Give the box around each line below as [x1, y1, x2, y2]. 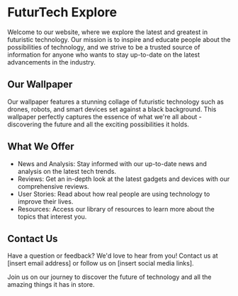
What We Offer [7, 141, 74, 153]
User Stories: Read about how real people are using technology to [17, 190, 210, 198]
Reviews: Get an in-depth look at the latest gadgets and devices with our [17, 175, 230, 183]
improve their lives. [17, 197, 74, 206]
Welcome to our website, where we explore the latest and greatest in [7, 28, 208, 36]
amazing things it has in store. [7, 280, 95, 289]
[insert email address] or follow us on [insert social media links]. [7, 259, 194, 268]
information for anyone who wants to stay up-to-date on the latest [7, 50, 200, 59]
